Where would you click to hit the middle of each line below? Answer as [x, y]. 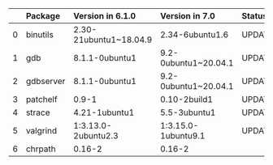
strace [38, 112]
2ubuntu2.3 [96, 135]
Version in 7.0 [187, 16]
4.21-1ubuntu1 [104, 112]
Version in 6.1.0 [104, 16]
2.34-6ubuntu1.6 [194, 34]
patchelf [42, 99]
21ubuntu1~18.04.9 [113, 40]
